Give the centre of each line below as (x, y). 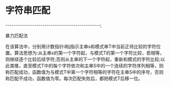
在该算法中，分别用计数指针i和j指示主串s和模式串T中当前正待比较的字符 (81, 46)
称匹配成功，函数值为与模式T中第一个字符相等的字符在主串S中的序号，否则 (84, 72)
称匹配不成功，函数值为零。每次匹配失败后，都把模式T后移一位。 (74, 78)
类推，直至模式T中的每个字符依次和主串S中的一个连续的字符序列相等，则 (87, 66)
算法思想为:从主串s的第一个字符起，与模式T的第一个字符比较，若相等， (89, 53)
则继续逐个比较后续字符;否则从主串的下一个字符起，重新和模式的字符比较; (83, 59)
